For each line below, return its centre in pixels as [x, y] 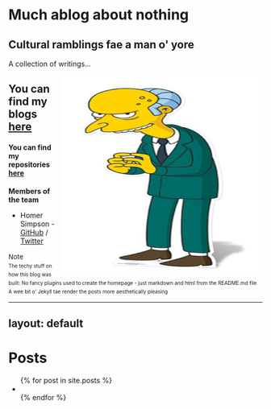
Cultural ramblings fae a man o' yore [102, 45]
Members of [29, 191]
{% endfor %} [43, 397]
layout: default [46, 323]
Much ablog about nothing [99, 15]
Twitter [32, 241]
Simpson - [37, 224]
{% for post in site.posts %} [66, 380]
